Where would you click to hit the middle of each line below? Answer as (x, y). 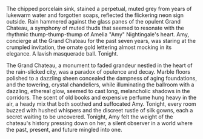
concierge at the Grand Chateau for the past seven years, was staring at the (101, 41)
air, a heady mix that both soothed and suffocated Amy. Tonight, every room (101, 104)
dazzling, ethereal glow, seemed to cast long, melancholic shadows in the (98, 91)
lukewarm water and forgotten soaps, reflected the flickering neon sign (95, 15)
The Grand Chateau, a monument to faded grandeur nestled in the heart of (99, 65)
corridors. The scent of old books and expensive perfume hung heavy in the (101, 97)
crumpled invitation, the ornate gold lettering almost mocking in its (89, 47)
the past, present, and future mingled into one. (64, 130)
